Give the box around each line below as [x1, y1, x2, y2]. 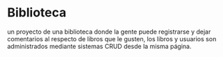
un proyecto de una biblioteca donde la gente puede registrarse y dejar [7, 27, 211, 36]
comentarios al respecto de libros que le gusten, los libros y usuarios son [7, 34, 217, 43]
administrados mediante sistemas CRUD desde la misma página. [7, 42, 192, 50]
